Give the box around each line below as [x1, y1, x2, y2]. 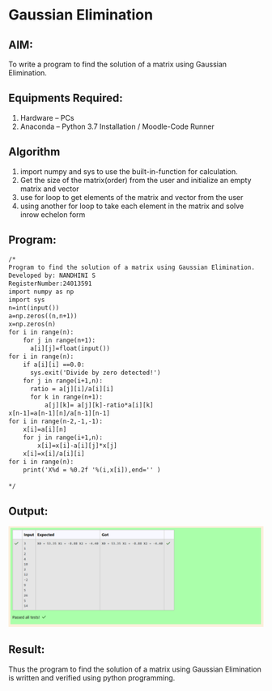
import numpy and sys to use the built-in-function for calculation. [19, 166, 239, 176]
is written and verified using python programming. [8, 672, 176, 682]
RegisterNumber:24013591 [8, 279, 92, 288]
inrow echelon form [19, 209, 86, 220]
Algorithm [8, 145, 61, 159]
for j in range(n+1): [23, 336, 96, 345]
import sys [8, 296, 45, 305]
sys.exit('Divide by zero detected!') [29, 369, 161, 377]
